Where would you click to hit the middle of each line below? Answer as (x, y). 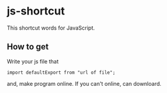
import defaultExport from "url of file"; (61, 72)
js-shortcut (36, 11)
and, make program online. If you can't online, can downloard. (84, 83)
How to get (28, 47)
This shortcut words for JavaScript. (51, 28)
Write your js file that (33, 61)
